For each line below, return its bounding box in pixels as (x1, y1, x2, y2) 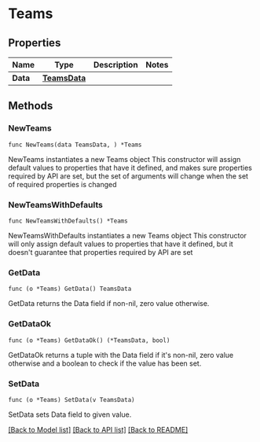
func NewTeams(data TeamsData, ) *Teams (8, 141, 143, 149)
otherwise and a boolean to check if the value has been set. (8, 359, 202, 368)
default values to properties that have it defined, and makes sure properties (8, 163, 253, 172)
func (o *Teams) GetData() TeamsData (8, 285, 132, 293)
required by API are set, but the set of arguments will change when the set (8, 171, 249, 181)
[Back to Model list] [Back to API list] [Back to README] (8, 425, 189, 434)
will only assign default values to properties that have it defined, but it (8, 239, 233, 249)
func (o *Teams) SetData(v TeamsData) (8, 396, 135, 403)
